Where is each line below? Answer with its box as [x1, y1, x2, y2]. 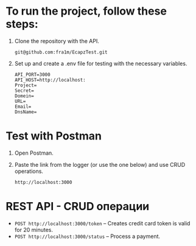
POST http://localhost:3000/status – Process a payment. [14, 233, 161, 240]
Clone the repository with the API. [14, 37, 100, 44]
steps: [5, 17, 39, 31]
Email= [14, 104, 32, 110]
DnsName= [14, 108, 37, 115]
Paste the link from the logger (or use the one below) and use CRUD [14, 161, 186, 168]
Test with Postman [5, 129, 102, 143]
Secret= [14, 87, 34, 94]
